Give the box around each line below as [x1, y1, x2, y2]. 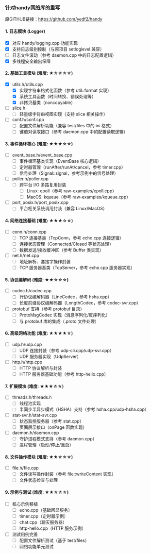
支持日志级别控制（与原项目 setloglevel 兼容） [12, 46, 104, 52]
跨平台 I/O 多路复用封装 [19, 182, 67, 188]
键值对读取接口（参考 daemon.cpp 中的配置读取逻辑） [19, 129, 128, 134]
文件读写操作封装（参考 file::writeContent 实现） [19, 471, 116, 477]
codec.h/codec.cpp [12, 288, 52, 294]
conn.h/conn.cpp [12, 229, 47, 235]
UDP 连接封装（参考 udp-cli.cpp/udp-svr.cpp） [19, 347, 114, 353]
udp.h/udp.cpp [12, 341, 42, 347]
